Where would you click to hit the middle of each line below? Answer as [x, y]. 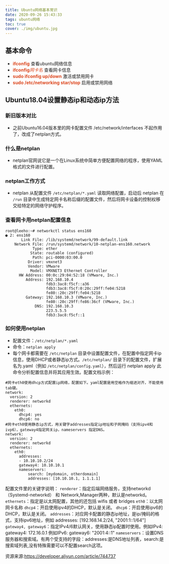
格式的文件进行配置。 [35, 166]
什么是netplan [23, 148]
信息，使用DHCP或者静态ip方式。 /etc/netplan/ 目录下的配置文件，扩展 [87, 359]
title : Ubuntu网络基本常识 [31, 10]
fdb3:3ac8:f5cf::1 [65, 315]
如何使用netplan [25, 328]
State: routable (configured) [62, 253]
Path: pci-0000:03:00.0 [57, 257]
